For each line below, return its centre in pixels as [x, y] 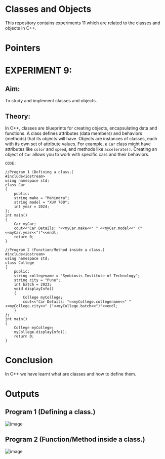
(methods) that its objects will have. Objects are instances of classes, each [81, 138]
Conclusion [29, 360]
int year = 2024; [32, 207]
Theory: [18, 116]
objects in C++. [21, 28]
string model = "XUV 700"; [42, 202]
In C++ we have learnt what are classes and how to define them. [71, 374]
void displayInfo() [34, 289]
